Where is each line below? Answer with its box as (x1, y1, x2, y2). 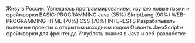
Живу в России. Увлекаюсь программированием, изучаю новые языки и (6, 5, 190, 12)
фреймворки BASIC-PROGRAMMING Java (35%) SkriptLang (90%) (6, 11, 170, 18)
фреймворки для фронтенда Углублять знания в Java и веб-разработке (6, 30, 186, 37)
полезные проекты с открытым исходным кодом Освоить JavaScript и (6, 24, 184, 31)
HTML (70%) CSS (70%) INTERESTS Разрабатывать (46, 18, 176, 24)
